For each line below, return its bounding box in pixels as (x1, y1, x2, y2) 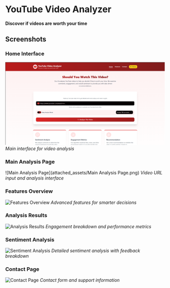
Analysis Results (5, 212, 48, 219)
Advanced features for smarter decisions (50, 199, 137, 205)
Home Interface (5, 50, 45, 57)
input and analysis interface (5, 175, 64, 181)
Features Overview (5, 188, 53, 195)
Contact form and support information (39, 277, 120, 283)
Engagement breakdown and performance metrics (45, 223, 152, 229)
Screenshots (5, 35, 47, 44)
